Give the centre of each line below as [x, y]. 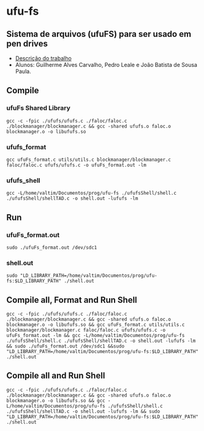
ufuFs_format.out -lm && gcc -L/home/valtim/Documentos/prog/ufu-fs [96, 336]
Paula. [23, 71]
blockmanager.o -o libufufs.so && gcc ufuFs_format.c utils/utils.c [96, 325]
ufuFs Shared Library [38, 108]
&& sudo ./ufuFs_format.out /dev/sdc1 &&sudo [65, 346]
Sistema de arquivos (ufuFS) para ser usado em [99, 34]
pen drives [27, 43]
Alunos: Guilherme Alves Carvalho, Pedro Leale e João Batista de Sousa [106, 65]
